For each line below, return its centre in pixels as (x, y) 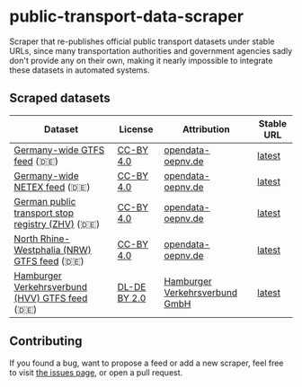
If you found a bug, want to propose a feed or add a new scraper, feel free (147, 363)
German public (45, 201)
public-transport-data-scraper (127, 17)
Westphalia (37, 250)
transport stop (44, 213)
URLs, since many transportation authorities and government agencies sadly (151, 50)
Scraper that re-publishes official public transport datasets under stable (142, 41)
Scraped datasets (60, 98)
